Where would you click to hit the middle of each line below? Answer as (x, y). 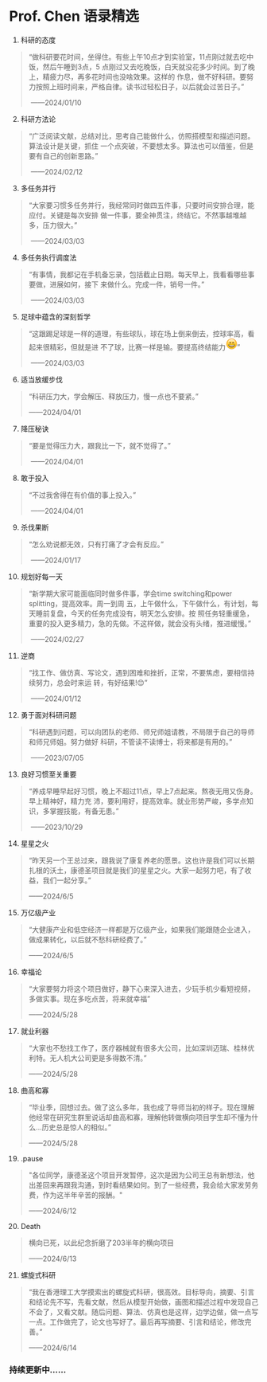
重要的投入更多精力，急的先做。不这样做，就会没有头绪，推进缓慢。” (139, 623)
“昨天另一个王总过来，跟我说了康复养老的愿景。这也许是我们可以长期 (141, 860)
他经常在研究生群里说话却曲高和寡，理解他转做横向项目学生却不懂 (136, 1117)
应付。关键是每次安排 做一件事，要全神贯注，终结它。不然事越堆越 (137, 215)
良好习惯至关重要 (48, 774)
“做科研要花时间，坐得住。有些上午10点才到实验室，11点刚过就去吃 (137, 57)
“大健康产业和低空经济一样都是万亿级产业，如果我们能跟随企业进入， (141, 930)
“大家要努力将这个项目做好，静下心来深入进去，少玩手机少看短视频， (141, 989)
